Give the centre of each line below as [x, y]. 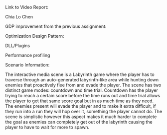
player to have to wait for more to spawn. [47, 127]
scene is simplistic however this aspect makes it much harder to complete [81, 117]
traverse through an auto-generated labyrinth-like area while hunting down [82, 80]
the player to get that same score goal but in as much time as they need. [79, 101]
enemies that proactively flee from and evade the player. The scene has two [83, 85]
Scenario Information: [27, 65]
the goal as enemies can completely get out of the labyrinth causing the [79, 122]
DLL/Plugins [18, 46]
